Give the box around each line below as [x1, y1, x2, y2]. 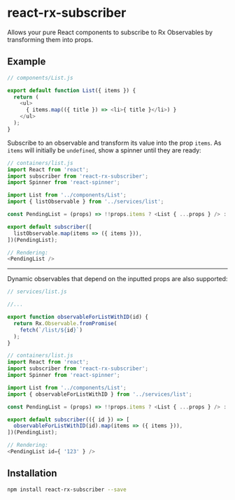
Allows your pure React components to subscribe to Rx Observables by [7, 28, 213, 36]
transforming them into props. [7, 35, 94, 43]
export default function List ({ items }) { [7, 87, 136, 94]
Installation [7, 467, 57, 480]
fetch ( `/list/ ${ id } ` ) [20, 327, 83, 334]
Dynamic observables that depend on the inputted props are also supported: [7, 275, 228, 283]
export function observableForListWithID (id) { [7, 313, 149, 320]
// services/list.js [7, 288, 68, 295]
